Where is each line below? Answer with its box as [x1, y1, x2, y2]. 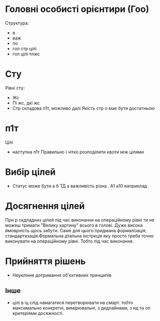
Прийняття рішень [5, 256, 86, 267]
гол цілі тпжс [12, 51, 40, 57]
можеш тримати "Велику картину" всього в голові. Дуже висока [5, 222, 143, 228]
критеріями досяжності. [12, 311, 64, 317]
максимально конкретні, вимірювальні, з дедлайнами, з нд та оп [12, 305, 151, 311]
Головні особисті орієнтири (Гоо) [5, 3, 150, 15]
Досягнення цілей [5, 200, 85, 212]
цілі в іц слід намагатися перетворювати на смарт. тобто [12, 300, 133, 306]
